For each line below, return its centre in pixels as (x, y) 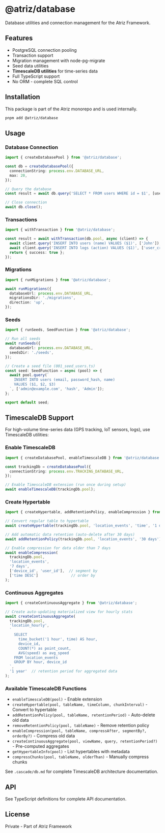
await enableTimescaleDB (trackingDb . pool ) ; (50, 489)
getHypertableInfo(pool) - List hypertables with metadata (71, 752)
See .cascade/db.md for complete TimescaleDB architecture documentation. (82, 771)
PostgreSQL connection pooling (44, 50)
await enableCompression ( (31, 553)
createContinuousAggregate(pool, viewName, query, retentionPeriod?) (85, 742)
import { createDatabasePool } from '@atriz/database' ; (63, 158)
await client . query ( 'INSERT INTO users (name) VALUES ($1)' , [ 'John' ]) (84, 243)
